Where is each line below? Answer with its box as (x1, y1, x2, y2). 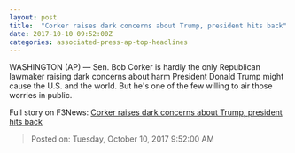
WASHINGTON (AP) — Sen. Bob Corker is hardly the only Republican (9, 62, 261, 73)
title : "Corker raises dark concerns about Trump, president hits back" (9, 21, 288, 30)
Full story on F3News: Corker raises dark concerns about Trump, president (9, 107, 283, 118)
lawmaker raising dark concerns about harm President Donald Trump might (9, 72, 284, 82)
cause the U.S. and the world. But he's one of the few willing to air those (9, 80, 273, 91)
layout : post (9, 12, 58, 22)
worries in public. (9, 90, 73, 101)
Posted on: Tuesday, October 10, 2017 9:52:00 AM (30, 134, 214, 144)
